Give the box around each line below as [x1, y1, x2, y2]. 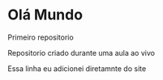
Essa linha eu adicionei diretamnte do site [7, 63, 147, 74]
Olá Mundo [7, 6, 83, 24]
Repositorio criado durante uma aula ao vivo [7, 48, 156, 57]
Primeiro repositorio [7, 32, 74, 42]
